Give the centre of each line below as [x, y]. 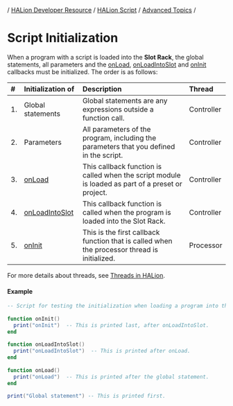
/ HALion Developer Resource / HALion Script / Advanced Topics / [102, 10]
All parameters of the [116, 129]
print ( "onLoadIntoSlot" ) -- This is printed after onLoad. [102, 351]
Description [102, 89]
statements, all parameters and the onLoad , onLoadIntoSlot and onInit [107, 64]
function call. [103, 118]
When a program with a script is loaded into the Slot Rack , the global [105, 57]
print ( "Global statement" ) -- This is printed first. [87, 396]
